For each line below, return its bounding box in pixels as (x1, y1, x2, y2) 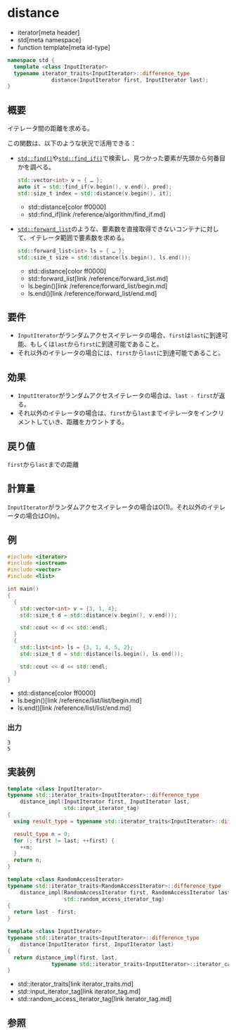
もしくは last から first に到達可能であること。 (29, 340, 164, 349)
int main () (7, 586, 39, 593)
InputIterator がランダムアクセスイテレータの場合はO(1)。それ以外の (7, 503, 207, 511)
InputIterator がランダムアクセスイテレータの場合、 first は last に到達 (17, 331, 223, 340)
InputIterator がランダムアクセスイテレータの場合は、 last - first (17, 392, 213, 400)
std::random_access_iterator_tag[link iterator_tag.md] (17, 995, 172, 1003)
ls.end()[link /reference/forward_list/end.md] (27, 289, 157, 297)
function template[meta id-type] (17, 43, 111, 51)
